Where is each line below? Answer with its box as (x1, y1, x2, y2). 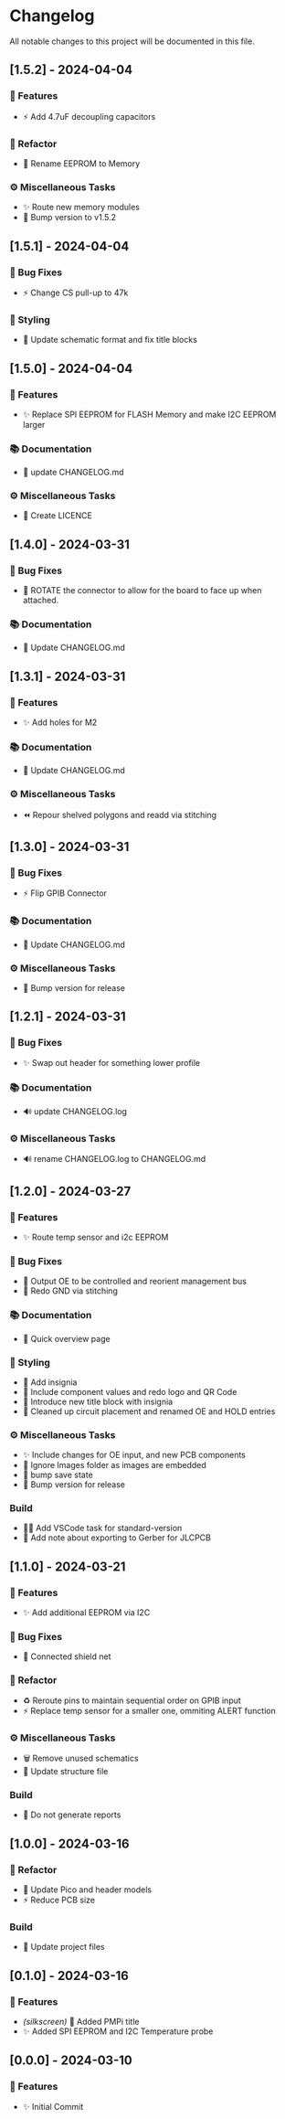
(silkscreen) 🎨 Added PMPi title (22, 2017, 140, 2028)
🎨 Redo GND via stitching (22, 1285, 119, 1296)
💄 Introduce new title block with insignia (22, 1396, 174, 1407)
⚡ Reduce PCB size (22, 1894, 96, 1906)
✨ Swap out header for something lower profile (22, 1057, 201, 1068)
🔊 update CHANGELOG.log (22, 1106, 128, 1117)
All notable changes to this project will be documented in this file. (9, 36, 256, 47)
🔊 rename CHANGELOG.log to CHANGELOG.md (22, 1154, 206, 1165)
